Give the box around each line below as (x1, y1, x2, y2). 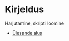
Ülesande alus (12, 30, 42, 36)
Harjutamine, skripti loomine (5, 20, 64, 26)
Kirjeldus (5, 4, 44, 15)
